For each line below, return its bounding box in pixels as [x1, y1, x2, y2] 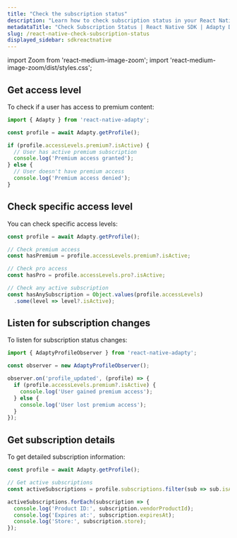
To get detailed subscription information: [7, 453, 126, 461]
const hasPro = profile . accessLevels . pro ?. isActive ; [7, 272, 166, 279]
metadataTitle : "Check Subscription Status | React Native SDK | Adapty [7, 23, 226, 30]
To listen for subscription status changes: [7, 336, 128, 345]
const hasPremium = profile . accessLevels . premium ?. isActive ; [7, 252, 191, 260]
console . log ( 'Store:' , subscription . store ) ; [13, 518, 147, 525]
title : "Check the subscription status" [7, 10, 128, 18]
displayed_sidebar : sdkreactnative [7, 37, 112, 44]
